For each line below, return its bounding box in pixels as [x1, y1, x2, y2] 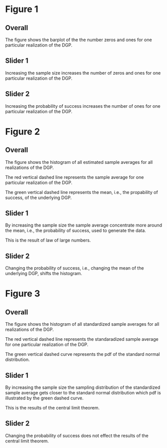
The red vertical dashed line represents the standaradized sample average [5, 336, 158, 342]
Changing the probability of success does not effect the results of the [5, 432, 149, 438]
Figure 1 [5, 4, 38, 15]
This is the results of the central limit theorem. [5, 405, 100, 411]
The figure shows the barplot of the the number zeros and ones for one [5, 37, 152, 43]
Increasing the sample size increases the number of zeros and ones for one [5, 70, 161, 76]
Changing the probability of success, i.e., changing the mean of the [5, 265, 144, 271]
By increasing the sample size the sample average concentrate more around [5, 222, 162, 229]
